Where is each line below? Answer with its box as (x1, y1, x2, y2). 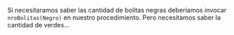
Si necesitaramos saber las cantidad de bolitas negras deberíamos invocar (7, 6, 227, 14)
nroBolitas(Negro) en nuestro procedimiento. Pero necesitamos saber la (7, 13, 221, 22)
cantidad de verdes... (7, 21, 70, 29)
